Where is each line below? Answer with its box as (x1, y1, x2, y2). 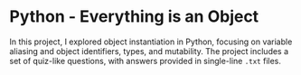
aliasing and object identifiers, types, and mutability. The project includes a (9, 45, 289, 56)
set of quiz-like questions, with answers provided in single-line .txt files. (9, 55, 282, 66)
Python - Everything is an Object (9, 6, 259, 27)
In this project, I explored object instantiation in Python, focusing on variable (9, 36, 293, 47)
